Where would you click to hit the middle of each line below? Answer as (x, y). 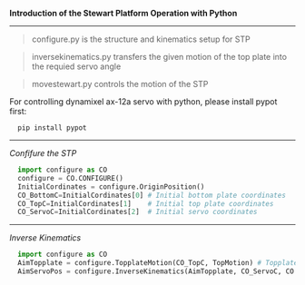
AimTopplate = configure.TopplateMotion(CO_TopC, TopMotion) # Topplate (158, 263)
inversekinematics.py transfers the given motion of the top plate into (159, 57)
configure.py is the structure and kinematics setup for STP (141, 39)
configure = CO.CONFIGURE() (71, 178)
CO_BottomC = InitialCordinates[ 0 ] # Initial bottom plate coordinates (152, 195)
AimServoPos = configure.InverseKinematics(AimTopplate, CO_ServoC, (150, 271)
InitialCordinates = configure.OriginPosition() (111, 187)
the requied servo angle (76, 66)
